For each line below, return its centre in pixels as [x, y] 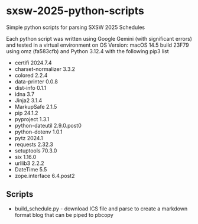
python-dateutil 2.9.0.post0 [48, 125]
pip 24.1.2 [26, 113]
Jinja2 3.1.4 [28, 100]
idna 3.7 [24, 94]
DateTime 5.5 [31, 169]
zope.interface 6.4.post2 [45, 176]
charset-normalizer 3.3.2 [45, 69]
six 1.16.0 [25, 157]
